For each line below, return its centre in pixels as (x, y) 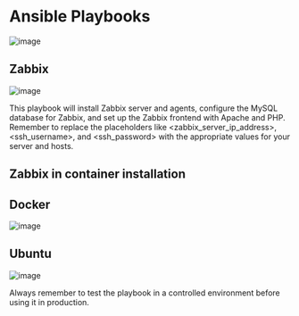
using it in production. (49, 302)
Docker (30, 204)
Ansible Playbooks (80, 17)
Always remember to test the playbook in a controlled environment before (145, 293)
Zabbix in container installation (97, 175)
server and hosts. (42, 146)
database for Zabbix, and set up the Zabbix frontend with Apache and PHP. (147, 117)
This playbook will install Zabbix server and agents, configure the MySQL (144, 108)
